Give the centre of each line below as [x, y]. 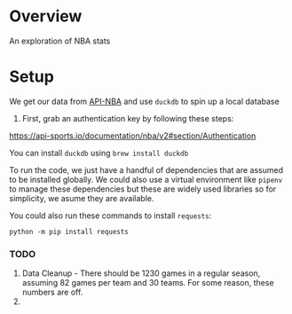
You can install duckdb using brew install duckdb [99, 153]
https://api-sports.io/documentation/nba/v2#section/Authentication [133, 136]
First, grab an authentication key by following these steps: [128, 118]
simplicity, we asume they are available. [82, 198]
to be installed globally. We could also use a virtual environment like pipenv [146, 179]
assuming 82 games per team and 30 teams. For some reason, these [148, 283]
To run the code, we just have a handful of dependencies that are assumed [146, 169]
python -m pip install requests [69, 232]
